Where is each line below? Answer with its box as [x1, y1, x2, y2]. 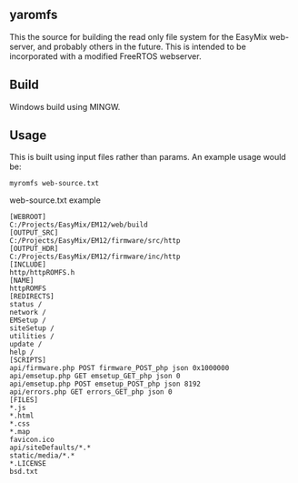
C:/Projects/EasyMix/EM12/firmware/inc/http [9, 252, 181, 262]
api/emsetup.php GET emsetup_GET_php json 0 [9, 372, 181, 381]
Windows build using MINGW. [9, 101, 121, 112]
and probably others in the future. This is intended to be [37, 41, 247, 52]
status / [9, 300, 43, 309]
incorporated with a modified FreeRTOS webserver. [9, 50, 202, 62]
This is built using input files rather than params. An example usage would [9, 152, 286, 163]
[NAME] [9, 277, 35, 286]
